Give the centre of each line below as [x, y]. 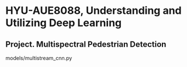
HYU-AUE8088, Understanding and [93, 11]
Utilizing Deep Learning [64, 23]
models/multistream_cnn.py [39, 58]
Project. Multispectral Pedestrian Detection [86, 44]
